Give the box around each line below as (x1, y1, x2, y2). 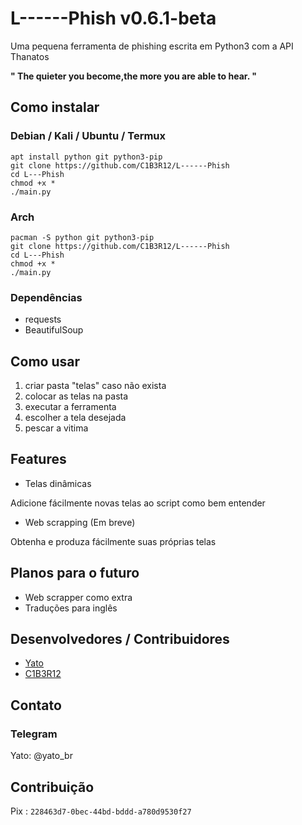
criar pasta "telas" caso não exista (24, 380, 167, 392)
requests (24, 313, 62, 326)
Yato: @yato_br (10, 750, 73, 762)
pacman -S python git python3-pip (10, 232, 155, 242)
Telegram (10, 727, 58, 741)
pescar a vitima (24, 422, 89, 434)
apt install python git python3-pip (10, 152, 163, 162)
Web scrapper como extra (24, 591, 133, 603)
